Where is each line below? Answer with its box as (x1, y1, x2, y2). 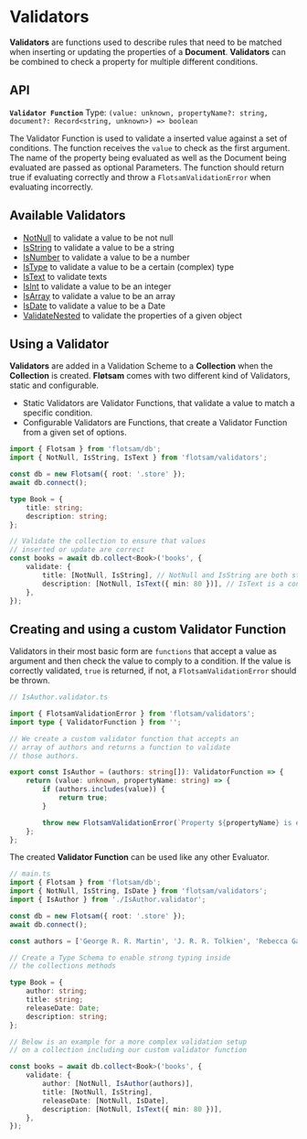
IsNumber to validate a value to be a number (22, 252, 190, 263)
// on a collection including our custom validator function (9, 1046, 248, 1055)
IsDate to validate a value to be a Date (22, 300, 166, 311)
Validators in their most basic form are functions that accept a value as (9, 646, 277, 657)
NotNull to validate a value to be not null (22, 231, 174, 243)
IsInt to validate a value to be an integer (22, 281, 172, 292)
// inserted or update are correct (9, 545, 145, 554)
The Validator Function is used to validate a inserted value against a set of (9, 133, 288, 144)
